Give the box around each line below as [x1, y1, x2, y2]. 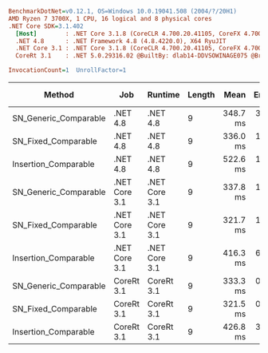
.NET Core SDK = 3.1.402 [8, 22, 84, 30]
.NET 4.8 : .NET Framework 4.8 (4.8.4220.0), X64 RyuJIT [15, 37, 227, 45]
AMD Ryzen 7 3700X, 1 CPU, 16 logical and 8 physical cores [8, 14, 213, 22]
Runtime [147, 89, 180, 100]
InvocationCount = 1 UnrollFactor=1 [8, 66, 127, 74]
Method [43, 89, 74, 100]
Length [187, 89, 215, 100]
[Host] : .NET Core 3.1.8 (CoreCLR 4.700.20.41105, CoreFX [15, 30, 241, 38]
